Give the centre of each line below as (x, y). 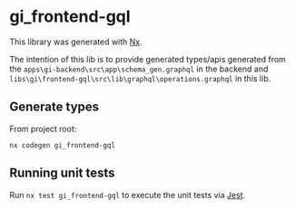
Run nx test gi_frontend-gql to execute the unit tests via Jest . (128, 195)
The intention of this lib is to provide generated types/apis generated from (147, 59)
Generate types (54, 107)
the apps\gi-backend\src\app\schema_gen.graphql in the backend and (139, 69)
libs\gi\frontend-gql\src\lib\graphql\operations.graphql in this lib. (140, 78)
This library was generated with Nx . (76, 42)
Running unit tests (62, 173)
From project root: (43, 128)
